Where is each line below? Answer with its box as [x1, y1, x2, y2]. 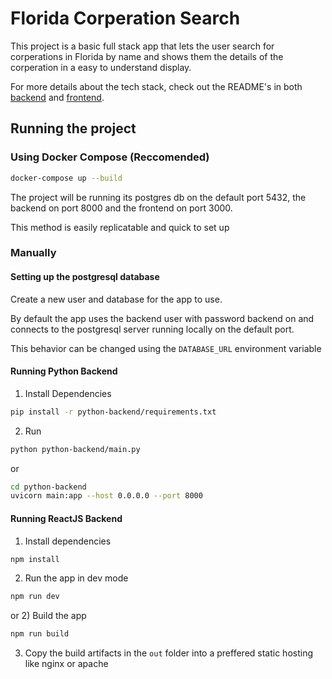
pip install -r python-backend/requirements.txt [10, 407, 217, 417]
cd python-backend [10, 482, 87, 492]
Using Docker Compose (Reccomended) [10, 150, 210, 164]
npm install [10, 554, 60, 564]
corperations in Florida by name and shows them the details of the [10, 50, 284, 62]
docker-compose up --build [10, 173, 123, 183]
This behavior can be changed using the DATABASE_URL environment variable [10, 342, 322, 354]
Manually [10, 246, 57, 260]
